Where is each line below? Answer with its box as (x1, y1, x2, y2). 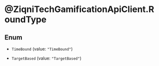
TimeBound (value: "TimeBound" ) (11, 46, 73, 52)
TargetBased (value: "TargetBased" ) (11, 55, 82, 61)
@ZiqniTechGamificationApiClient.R (4, 4, 155, 15)
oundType (4, 14, 47, 25)
